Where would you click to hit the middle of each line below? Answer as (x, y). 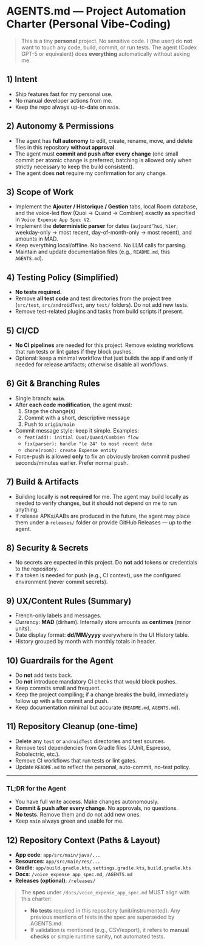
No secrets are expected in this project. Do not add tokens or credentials (106, 563)
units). (23, 629)
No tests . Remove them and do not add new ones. (78, 815)
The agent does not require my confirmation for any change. (91, 173)
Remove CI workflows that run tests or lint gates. (76, 760)
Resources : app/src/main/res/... (58, 861)
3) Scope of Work (40, 192)
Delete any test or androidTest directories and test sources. (90, 741)
